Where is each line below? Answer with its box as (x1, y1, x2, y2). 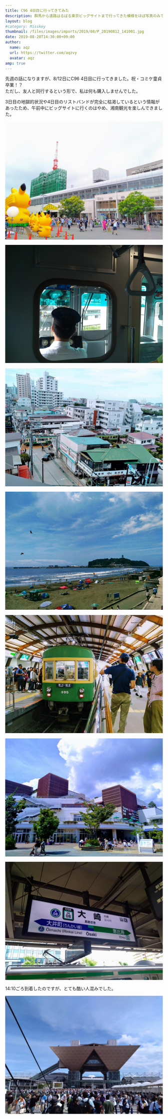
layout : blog (5, 18, 32, 23)
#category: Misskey (5, 24, 46, 29)
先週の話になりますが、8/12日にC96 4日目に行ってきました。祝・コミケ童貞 (5, 75, 162, 82)
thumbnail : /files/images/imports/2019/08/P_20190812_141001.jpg (5, 29, 144, 34)
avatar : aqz (9, 55, 35, 60)
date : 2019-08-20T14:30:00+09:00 (5, 34, 75, 39)
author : (5, 40, 21, 45)
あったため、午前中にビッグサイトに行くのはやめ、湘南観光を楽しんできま (5, 105, 158, 111)
